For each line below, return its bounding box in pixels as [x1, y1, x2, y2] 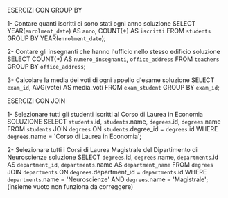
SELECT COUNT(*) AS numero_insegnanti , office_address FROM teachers [7, 55, 220, 63]
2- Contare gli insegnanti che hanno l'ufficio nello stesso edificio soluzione [7, 48, 220, 56]
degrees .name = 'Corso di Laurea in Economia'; [7, 132, 142, 140]
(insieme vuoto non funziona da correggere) [7, 183, 134, 190]
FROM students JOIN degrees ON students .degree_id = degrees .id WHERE [7, 125, 218, 133]
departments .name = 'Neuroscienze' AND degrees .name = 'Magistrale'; [7, 175, 209, 183]
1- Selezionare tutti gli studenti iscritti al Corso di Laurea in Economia [7, 110, 203, 118]
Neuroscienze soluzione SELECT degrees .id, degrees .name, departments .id [7, 153, 219, 161]
